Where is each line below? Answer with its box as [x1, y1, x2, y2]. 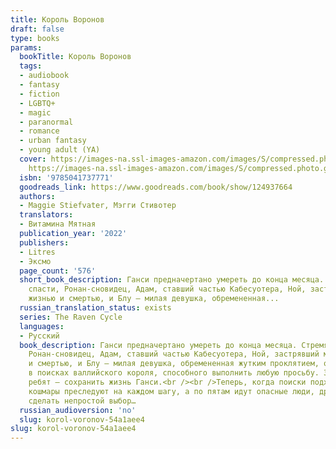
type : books [10, 33, 60, 43]
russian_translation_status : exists [19, 303, 172, 313]
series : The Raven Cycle [19, 312, 123, 322]
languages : [19, 321, 65, 331]
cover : [19, 154, 47, 164]
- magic [19, 107, 52, 118]
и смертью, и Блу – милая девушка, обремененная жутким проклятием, [28, 359, 320, 369]
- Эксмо [19, 256, 52, 266]
